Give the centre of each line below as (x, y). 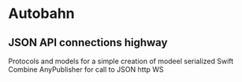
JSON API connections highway (88, 43)
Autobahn (41, 14)
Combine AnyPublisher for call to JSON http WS (86, 70)
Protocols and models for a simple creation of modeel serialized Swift (121, 61)
